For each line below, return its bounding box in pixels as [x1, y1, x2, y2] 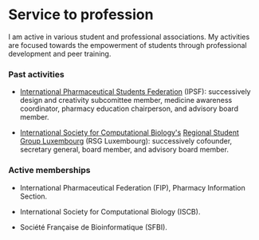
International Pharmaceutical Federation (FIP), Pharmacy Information [19, 183, 245, 192]
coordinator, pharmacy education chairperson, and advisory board [19, 104, 239, 113]
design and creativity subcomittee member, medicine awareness [19, 96, 233, 105]
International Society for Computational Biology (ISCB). [19, 207, 201, 216]
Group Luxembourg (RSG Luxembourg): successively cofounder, [19, 136, 233, 146]
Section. [19, 191, 48, 201]
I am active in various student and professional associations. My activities [8, 32, 250, 41]
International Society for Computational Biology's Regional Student [19, 128, 239, 137]
